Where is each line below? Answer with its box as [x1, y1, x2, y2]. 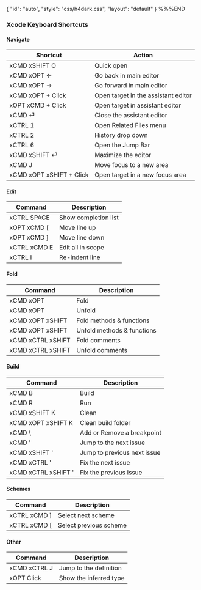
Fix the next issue [80, 458, 130, 466]
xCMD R [9, 399, 33, 407]
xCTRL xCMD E [9, 243, 54, 252]
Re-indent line [58, 253, 100, 262]
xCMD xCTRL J [9, 564, 54, 572]
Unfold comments [76, 345, 128, 354]
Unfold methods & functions [76, 326, 157, 334]
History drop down [94, 131, 148, 139]
